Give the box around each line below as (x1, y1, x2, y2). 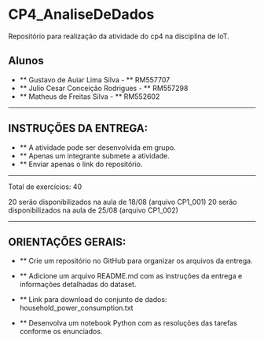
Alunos (8, 54, 45, 67)
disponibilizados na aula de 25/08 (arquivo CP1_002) (8, 206, 179, 215)
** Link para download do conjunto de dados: (19, 295, 167, 304)
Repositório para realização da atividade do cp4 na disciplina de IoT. (8, 31, 229, 41)
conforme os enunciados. (19, 327, 103, 337)
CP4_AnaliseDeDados (8, 5, 155, 24)
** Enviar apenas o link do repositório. (19, 159, 143, 169)
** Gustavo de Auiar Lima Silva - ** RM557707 (19, 75, 170, 84)
